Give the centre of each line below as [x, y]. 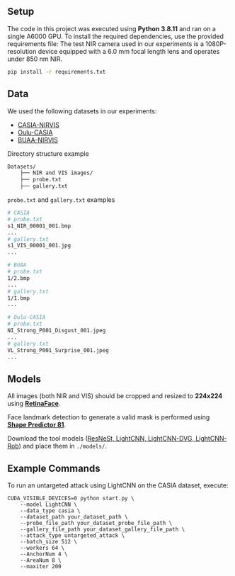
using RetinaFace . [34, 404]
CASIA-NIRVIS [39, 125]
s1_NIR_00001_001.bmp [39, 226]
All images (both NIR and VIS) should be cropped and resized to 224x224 [115, 396]
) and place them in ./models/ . [63, 446]
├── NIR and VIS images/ [57, 173]
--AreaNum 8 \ [41, 560]
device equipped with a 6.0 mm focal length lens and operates [129, 51]
